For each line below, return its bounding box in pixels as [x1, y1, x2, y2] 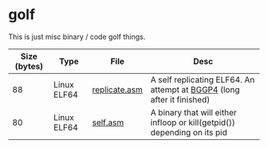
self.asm [92, 117, 124, 128]
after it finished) [150, 94, 211, 105]
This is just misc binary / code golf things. [8, 32, 146, 41]
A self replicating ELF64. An [150, 74, 255, 85]
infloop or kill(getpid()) [150, 117, 235, 128]
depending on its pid [150, 127, 227, 138]
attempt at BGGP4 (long [150, 84, 240, 95]
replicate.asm [92, 84, 144, 95]
